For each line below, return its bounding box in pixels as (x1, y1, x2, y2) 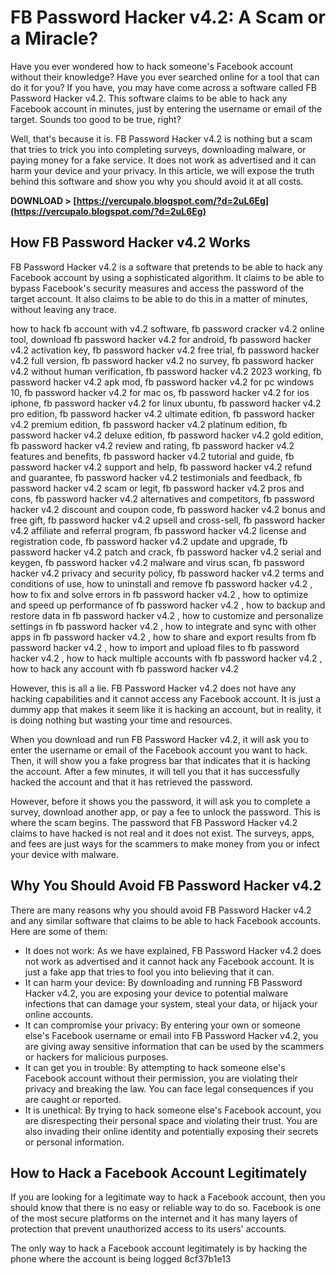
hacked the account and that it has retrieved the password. (10, 776, 253, 788)
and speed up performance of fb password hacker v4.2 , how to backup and (10, 599, 326, 611)
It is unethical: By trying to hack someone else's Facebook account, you (24, 1104, 322, 1116)
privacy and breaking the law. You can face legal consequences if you (24, 1082, 314, 1095)
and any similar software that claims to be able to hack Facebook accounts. (10, 914, 321, 926)
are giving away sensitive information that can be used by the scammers (24, 1040, 325, 1052)
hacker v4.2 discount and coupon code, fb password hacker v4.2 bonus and (10, 503, 326, 515)
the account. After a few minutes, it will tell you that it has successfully (10, 765, 300, 777)
